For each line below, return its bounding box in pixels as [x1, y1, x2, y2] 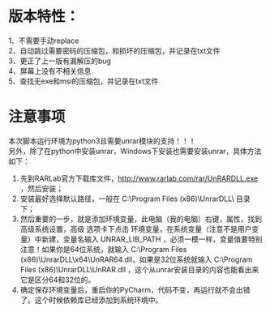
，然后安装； [19, 183, 63, 193]
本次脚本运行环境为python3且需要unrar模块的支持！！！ [8, 135, 196, 146]
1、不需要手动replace [8, 36, 79, 45]
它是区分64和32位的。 [19, 275, 96, 284]
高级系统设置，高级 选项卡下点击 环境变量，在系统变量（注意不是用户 [19, 224, 252, 233]
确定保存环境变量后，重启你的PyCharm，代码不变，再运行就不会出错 [19, 284, 251, 294]
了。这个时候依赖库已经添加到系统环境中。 [19, 295, 163, 305]
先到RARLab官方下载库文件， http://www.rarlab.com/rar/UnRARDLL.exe [19, 173, 259, 183]
